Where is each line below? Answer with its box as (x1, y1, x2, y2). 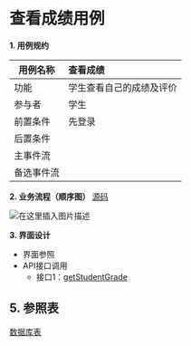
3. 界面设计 (9, 229, 52, 240)
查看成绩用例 (9, 8, 106, 29)
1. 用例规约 (9, 40, 50, 51)
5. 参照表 (9, 301, 59, 316)
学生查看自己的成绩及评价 (68, 81, 178, 93)
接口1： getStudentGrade (35, 271, 129, 282)
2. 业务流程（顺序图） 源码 (9, 191, 109, 202)
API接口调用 (22, 260, 68, 271)
